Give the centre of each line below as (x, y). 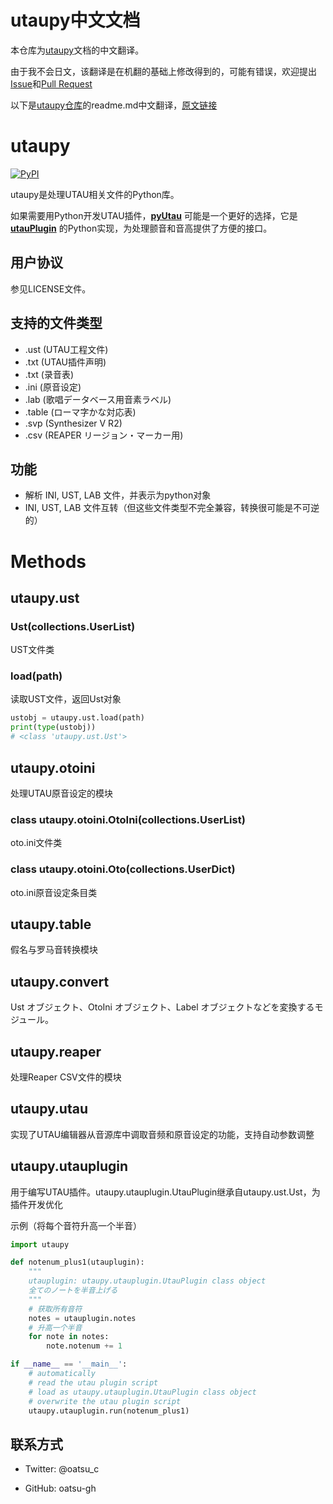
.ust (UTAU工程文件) (66, 349)
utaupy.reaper (56, 1051)
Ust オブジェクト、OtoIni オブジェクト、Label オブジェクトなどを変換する (162, 1007)
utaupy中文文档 (75, 20)
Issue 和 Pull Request (51, 83)
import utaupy (40, 1244)
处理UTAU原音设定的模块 (62, 793)
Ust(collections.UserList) (73, 626)
